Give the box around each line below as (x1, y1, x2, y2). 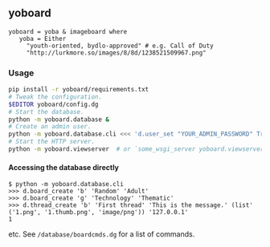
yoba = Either (18, 34, 67, 43)
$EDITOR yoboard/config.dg (8, 100, 99, 108)
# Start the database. (8, 107, 84, 115)
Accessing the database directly (8, 162, 119, 172)
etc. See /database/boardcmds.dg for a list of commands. (8, 229, 195, 239)
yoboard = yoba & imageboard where (8, 27, 128, 35)
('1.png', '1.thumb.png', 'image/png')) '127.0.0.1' (8, 209, 189, 217)
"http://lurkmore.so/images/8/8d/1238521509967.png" (26, 48, 207, 57)
